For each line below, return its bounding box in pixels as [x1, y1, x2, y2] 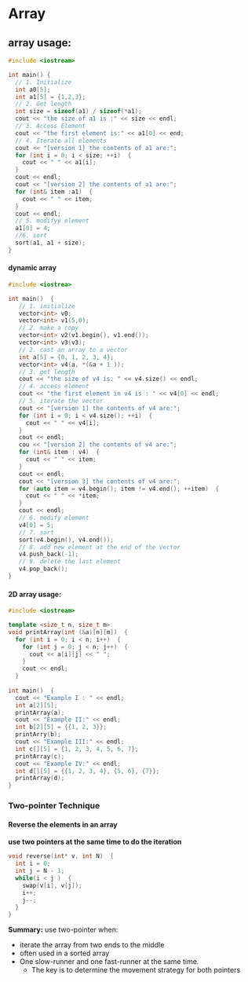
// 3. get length [18, 368, 76, 376]
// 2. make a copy [18, 324, 79, 332]
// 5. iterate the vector [18, 398, 104, 405]
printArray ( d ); [15, 775, 65, 782]
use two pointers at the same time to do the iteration [8, 837, 182, 847]
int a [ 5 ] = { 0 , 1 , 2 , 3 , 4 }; [18, 353, 115, 361]
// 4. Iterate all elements [15, 137, 108, 145]
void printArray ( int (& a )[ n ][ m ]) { [8, 628, 128, 636]
